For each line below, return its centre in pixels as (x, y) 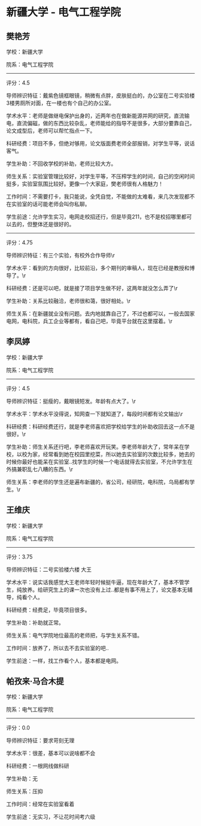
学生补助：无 (22, 779)
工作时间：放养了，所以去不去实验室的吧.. (58, 648)
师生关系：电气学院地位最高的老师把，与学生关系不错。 (74, 635)
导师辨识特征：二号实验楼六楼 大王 (49, 569)
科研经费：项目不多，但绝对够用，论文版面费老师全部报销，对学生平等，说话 (100, 143)
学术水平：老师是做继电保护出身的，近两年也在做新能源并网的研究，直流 (95, 116)
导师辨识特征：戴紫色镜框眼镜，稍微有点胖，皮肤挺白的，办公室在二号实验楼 (100, 95)
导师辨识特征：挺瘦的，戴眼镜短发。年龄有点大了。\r (71, 401)
